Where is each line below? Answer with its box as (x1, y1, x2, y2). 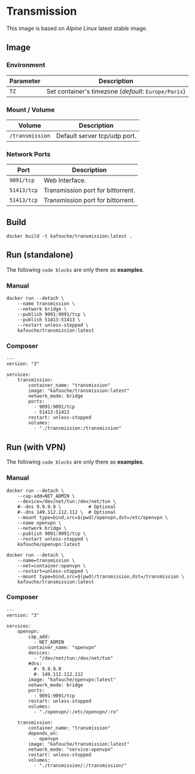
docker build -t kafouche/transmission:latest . (6, 233, 133, 240)
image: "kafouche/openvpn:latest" (28, 676, 116, 683)
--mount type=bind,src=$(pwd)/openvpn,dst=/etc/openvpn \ (17, 514, 168, 521)
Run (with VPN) (6, 442, 66, 452)
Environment (6, 61, 46, 69)
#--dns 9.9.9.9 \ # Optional (17, 504, 116, 510)
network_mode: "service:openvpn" (28, 746, 114, 753)
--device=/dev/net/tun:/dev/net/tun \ (17, 498, 116, 504)
